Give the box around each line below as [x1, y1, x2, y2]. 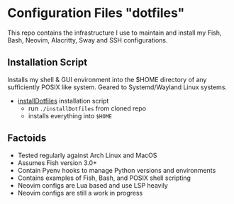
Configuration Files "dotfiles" [7, 5, 185, 21]
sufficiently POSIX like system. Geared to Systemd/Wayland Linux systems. [7, 83, 228, 91]
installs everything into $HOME [28, 111, 112, 120]
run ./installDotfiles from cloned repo [28, 104, 147, 113]
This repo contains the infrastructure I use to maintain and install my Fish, [7, 28, 222, 37]
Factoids [7, 132, 47, 144]
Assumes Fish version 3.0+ [17, 158, 98, 167]
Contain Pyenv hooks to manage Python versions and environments [17, 166, 216, 174]
